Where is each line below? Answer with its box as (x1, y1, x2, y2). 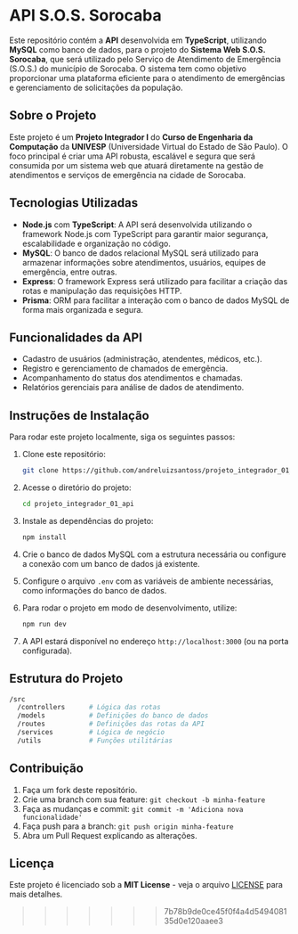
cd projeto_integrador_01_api (21, 500, 135, 509)
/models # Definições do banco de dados (17, 711, 209, 720)
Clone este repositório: (21, 449, 107, 460)
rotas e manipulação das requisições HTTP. (21, 285, 182, 296)
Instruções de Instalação (9, 407, 149, 423)
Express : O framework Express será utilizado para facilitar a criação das (21, 275, 288, 286)
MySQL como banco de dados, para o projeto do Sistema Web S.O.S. (9, 44, 266, 54)
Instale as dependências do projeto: (21, 515, 154, 526)
